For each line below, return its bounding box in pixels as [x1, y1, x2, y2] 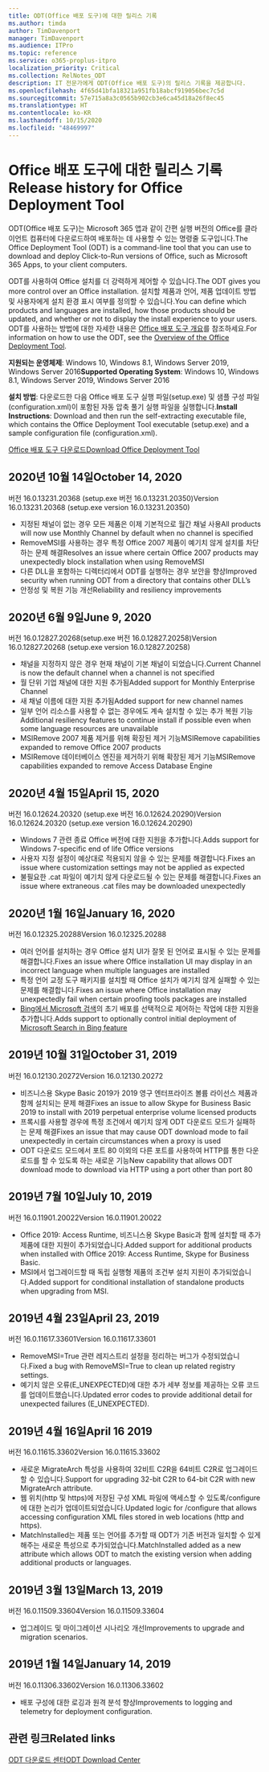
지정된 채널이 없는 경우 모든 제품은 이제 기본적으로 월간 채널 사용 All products [19, 519, 261, 528]
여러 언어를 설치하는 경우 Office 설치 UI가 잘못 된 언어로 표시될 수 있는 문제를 [19, 946, 261, 956]
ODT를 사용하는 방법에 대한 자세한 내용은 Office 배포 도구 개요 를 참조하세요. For [8, 323, 257, 333]
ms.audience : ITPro [8, 42, 74, 50]
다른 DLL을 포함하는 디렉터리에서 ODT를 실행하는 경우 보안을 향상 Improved [19, 566, 257, 576]
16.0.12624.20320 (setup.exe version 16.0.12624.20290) [8, 818, 194, 828]
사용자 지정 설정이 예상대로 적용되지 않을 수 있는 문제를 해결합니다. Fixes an [19, 853, 255, 863]
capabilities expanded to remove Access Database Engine [19, 761, 213, 771]
